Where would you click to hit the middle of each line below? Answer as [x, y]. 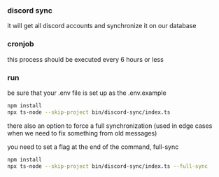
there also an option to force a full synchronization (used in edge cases [110, 126]
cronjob [21, 44]
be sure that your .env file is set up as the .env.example [87, 93]
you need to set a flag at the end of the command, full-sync [93, 147]
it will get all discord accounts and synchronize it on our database [102, 26]
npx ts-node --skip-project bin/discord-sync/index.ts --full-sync [108, 166]
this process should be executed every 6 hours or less [86, 59]
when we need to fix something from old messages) [82, 133]
